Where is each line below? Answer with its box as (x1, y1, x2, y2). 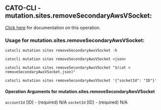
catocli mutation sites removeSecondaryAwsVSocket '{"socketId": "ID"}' (5, 78, 157, 83)
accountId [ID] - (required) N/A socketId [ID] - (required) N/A (5, 99, 128, 105)
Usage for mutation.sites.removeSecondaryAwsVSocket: (5, 37, 145, 44)
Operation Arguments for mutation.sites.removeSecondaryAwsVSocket (5, 88, 155, 94)
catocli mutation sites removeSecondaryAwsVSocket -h (5, 48, 118, 53)
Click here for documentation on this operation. (5, 25, 101, 30)
